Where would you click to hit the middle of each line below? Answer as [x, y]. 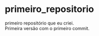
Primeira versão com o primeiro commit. [47, 28]
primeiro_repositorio [50, 9]
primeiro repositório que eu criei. [39, 23]
